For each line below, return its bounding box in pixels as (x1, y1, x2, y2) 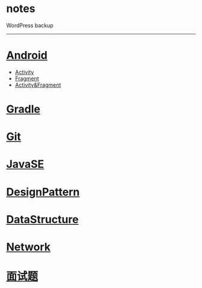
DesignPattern (6, 185, 80, 199)
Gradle (6, 102, 41, 116)
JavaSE (6, 157, 44, 171)
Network (6, 240, 51, 254)
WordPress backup (6, 22, 54, 29)
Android (6, 49, 48, 62)
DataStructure (6, 213, 79, 226)
